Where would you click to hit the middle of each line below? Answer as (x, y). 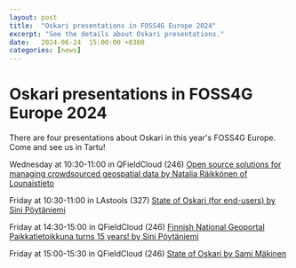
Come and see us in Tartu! (57, 147)
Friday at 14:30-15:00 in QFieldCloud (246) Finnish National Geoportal (137, 227)
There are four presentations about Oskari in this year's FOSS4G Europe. (143, 138)
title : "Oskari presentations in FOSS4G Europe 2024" (113, 26)
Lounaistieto (32, 184)
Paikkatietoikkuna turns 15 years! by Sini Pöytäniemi (104, 237)
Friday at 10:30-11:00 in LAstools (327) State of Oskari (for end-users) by (142, 201)
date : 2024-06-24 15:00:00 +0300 (77, 42)
